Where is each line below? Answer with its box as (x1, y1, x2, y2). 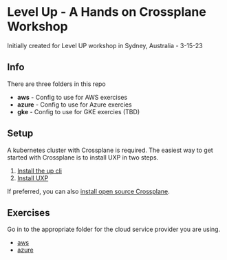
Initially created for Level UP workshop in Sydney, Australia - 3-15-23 (7, 41, 203, 50)
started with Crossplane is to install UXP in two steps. (7, 153, 159, 162)
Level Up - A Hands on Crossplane (7, 4, 206, 20)
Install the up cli (17, 166, 62, 175)
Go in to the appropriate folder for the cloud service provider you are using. (7, 225, 221, 234)
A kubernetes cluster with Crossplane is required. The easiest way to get (7, 146, 213, 154)
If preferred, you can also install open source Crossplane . (7, 187, 170, 195)
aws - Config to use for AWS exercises (17, 93, 128, 101)
